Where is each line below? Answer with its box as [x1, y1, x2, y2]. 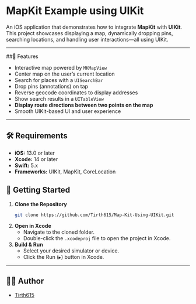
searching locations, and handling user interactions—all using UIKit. [6, 36, 169, 43]
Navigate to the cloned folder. [23, 228, 95, 235]
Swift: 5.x [14, 162, 38, 169]
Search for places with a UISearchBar [14, 76, 104, 83]
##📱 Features [6, 53, 39, 60]
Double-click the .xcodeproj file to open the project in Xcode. [23, 235, 171, 242]
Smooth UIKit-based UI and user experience [14, 107, 121, 115]
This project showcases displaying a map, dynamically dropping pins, [6, 29, 173, 36]
